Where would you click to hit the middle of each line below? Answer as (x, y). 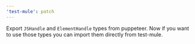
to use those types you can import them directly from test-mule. (85, 34)
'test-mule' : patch (30, 11)
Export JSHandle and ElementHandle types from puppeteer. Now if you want (97, 28)
